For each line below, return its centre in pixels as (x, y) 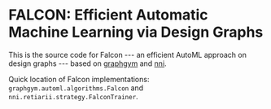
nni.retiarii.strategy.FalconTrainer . (73, 96)
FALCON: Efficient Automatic (109, 15)
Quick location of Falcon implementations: (79, 79)
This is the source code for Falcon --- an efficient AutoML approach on (127, 54)
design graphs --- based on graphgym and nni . (87, 63)
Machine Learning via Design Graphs (136, 32)
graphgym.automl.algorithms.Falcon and (76, 88)
